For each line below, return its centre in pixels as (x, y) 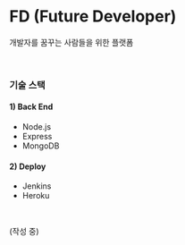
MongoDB (41, 146)
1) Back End (31, 107)
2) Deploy (28, 166)
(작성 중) (24, 232)
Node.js (37, 127)
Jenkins (37, 186)
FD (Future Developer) (93, 17)
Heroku (36, 196)
